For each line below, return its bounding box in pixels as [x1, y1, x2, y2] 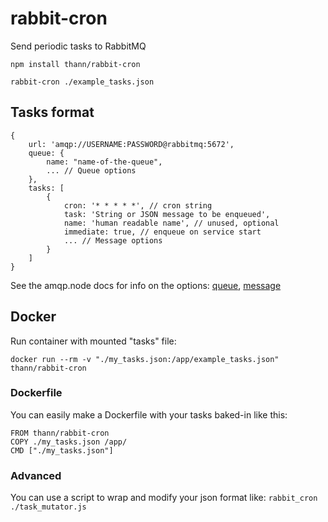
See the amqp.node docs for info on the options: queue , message [10, 279, 282, 291]
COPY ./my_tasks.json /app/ [10, 437, 128, 447]
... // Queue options [46, 165, 137, 176]
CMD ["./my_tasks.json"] [10, 445, 114, 456]
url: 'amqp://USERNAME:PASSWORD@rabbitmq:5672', [28, 139, 235, 149]
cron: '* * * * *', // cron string [63, 200, 213, 211]
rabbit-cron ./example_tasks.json [10, 77, 155, 87]
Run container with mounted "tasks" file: [10, 335, 177, 347]
